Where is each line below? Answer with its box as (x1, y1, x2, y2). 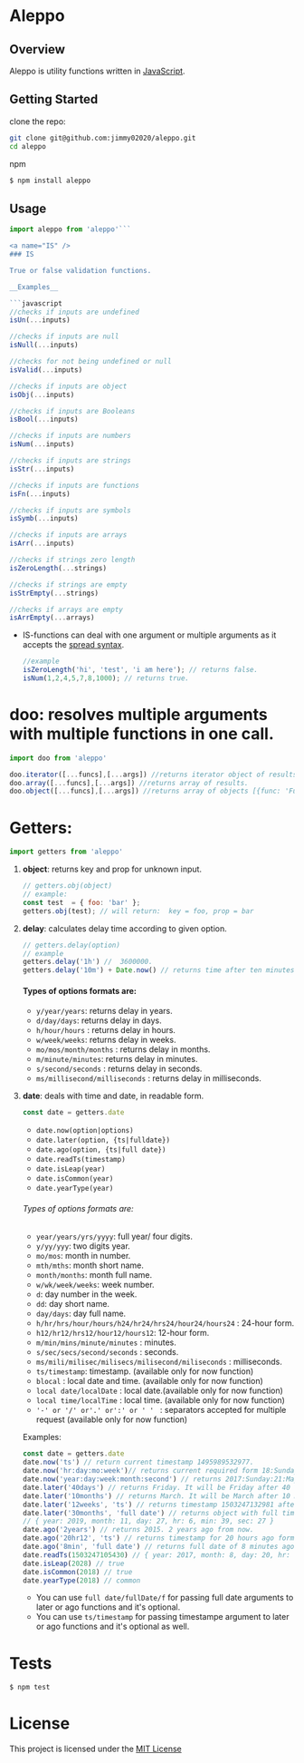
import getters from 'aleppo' (9, 847, 124, 857)
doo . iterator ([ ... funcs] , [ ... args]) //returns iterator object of (9, 770, 265, 779)
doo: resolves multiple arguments (9, 705, 269, 726)
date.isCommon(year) (35, 1174, 114, 1183)
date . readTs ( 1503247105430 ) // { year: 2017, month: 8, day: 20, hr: (22, 1550, 291, 1560)
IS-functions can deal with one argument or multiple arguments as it (22, 629, 277, 640)
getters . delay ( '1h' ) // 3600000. (22, 958, 153, 967)
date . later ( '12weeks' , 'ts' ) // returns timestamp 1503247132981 (22, 1500, 274, 1509)
